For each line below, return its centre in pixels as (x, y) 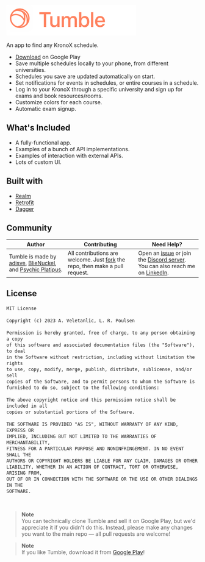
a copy (15, 339)
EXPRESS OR (20, 430)
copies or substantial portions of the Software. (71, 412)
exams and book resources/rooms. (59, 96)
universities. (31, 70)
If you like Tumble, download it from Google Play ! (83, 552)
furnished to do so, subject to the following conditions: (83, 388)
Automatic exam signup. (45, 109)
